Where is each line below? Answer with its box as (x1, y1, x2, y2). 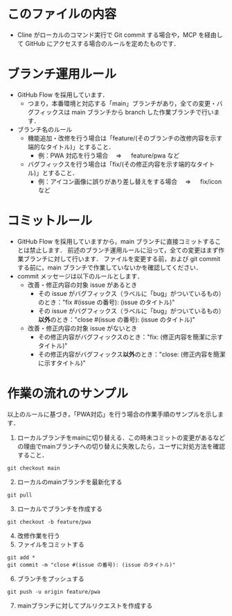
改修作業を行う (17, 531, 60, 540)
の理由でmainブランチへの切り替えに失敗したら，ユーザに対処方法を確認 (17, 442, 225, 450)
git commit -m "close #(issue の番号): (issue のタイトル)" (7, 561, 176, 568)
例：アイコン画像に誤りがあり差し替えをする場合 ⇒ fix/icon (37, 177, 222, 185)
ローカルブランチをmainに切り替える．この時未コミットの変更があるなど (17, 433, 226, 442)
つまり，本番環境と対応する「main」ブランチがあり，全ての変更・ (27, 99, 217, 108)
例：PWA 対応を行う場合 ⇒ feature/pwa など (37, 151, 180, 160)
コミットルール (7, 213, 93, 229)
